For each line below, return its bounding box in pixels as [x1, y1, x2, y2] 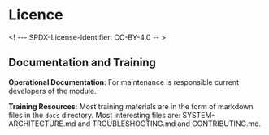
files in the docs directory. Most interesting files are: [8, 110, 181, 120]
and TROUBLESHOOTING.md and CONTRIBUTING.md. [77, 119, 262, 129]
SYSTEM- [182, 110, 215, 120]
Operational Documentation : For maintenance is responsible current [8, 77, 240, 86]
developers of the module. [8, 86, 97, 95]
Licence [8, 6, 63, 24]
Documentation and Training [8, 56, 157, 70]
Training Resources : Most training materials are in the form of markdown [8, 101, 254, 111]
